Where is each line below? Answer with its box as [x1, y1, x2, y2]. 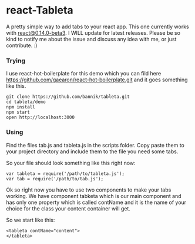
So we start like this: [6, 216, 55, 223]
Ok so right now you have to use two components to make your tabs [6, 186, 172, 193]
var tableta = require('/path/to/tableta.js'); [6, 170, 125, 177]
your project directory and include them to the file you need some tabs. [6, 148, 179, 155]
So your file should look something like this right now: [6, 159, 136, 166]
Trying [6, 57, 25, 65]
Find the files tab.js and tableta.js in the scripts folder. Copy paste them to [6, 141, 185, 149]
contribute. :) [6, 42, 38, 49]
